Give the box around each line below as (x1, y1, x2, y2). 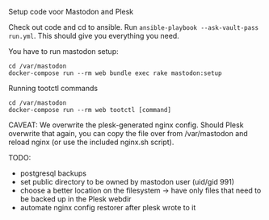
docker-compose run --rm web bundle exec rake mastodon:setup (8, 69, 222, 77)
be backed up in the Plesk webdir (19, 194, 132, 204)
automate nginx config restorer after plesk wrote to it (19, 203, 196, 212)
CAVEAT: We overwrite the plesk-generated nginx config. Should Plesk (8, 120, 244, 130)
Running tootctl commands (8, 84, 99, 93)
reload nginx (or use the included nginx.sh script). (8, 137, 174, 147)
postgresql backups (19, 168, 87, 178)
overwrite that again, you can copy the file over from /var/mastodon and (8, 129, 248, 138)
